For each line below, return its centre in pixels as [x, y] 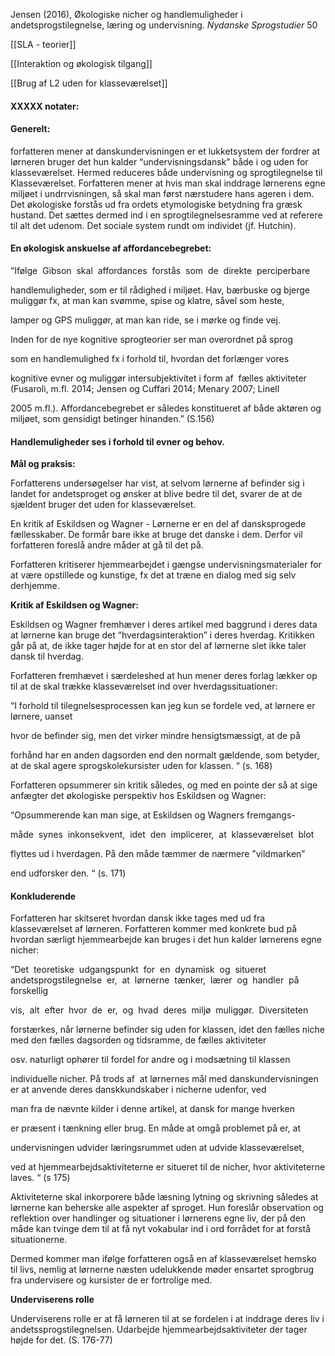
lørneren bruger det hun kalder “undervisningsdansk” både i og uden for [159, 161]
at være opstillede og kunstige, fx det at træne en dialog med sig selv [153, 575]
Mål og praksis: [43, 464]
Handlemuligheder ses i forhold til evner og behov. [117, 441]
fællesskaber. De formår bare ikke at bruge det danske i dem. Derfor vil [156, 535]
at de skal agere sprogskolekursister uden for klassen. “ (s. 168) [141, 766]
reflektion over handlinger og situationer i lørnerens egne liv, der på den [158, 1218]
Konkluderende [43, 896]
